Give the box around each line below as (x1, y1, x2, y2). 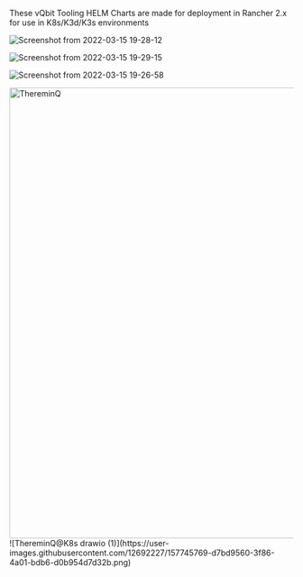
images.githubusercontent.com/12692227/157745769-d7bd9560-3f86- (9, 547, 275, 558)
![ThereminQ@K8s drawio (9, 538, 106, 548)
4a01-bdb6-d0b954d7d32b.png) (9, 557, 132, 567)
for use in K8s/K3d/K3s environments (9, 17, 150, 28)
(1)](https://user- (107, 538, 170, 548)
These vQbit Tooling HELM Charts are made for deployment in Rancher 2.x (9, 8, 287, 18)
